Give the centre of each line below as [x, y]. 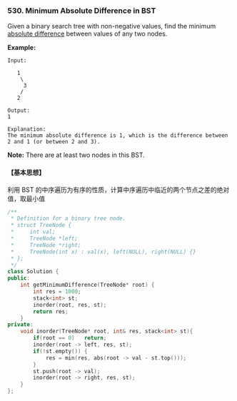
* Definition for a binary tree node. [68, 219]
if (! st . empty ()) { [60, 351]
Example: [22, 48]
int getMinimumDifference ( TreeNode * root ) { [87, 285]
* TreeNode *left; [44, 238]
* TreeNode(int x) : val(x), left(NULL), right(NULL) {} [103, 252]
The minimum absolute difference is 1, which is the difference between [118, 136]
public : [19, 278]
